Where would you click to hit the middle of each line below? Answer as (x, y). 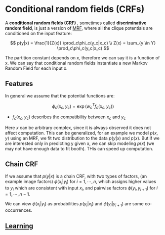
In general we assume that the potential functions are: (60, 95)
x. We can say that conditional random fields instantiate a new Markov (77, 63)
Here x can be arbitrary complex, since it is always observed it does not (78, 128)
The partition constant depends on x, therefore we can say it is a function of (82, 57)
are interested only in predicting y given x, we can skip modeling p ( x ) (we (80, 143)
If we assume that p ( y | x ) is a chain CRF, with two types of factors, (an (76, 176)
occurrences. (19, 210)
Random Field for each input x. (36, 68)
